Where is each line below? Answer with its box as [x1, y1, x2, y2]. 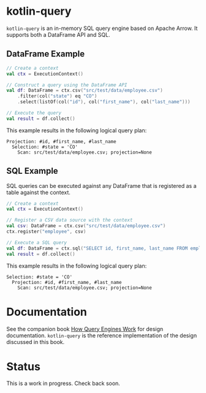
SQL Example [6, 166, 58, 176]
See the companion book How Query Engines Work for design [6, 325, 164, 332]
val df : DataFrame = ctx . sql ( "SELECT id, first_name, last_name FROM [6, 245, 188, 252]
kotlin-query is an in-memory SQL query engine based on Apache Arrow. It [6, 24, 198, 32]
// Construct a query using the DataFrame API [6, 81, 128, 88]
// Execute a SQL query [6, 239, 67, 245]
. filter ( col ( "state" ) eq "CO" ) [17, 93, 97, 99]
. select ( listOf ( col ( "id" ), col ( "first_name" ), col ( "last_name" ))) [17, 99, 191, 105]
